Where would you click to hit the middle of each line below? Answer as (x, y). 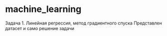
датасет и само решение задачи (40, 28)
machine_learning (43, 9)
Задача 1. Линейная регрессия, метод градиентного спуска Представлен (83, 23)
